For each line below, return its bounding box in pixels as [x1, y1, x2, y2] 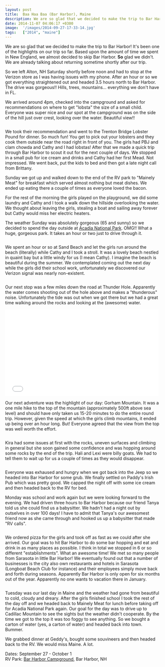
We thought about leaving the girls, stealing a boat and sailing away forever [5, 205, 158, 211]
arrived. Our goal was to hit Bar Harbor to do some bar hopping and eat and [5, 540, 159, 546]
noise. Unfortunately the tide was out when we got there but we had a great [5, 294, 158, 300]
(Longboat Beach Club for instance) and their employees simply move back [5, 566, 158, 572]
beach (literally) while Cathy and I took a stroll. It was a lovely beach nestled [5, 249, 159, 255]
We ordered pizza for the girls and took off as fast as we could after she [5, 534, 151, 540]
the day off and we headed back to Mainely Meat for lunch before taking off [5, 601, 159, 606]
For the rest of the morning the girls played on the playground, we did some [5, 195, 158, 201]
